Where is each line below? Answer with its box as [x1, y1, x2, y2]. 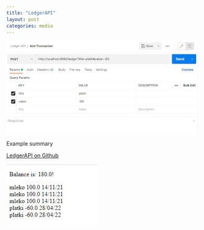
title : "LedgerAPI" [6, 10, 56, 16]
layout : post [6, 16, 40, 23]
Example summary [6, 140, 53, 147]
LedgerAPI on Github [6, 152, 59, 159]
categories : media [6, 23, 53, 29]
